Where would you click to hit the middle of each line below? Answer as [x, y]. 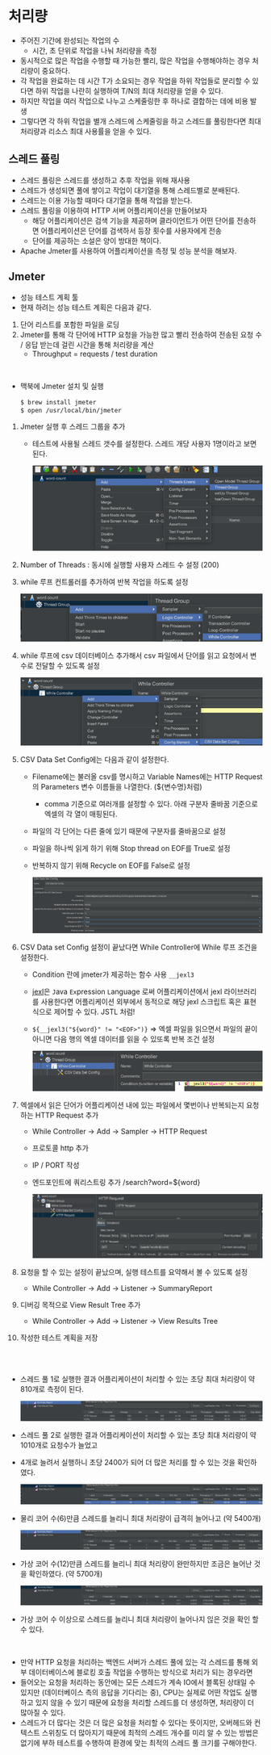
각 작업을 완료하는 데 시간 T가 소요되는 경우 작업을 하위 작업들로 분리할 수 [135, 81]
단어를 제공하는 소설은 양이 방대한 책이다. [97, 241]
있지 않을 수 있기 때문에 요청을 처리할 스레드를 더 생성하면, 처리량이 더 [145, 1702]
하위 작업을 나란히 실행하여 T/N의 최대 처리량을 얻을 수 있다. [129, 90]
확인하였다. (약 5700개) [66, 1573]
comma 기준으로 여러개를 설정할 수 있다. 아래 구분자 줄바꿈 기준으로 [151, 804]
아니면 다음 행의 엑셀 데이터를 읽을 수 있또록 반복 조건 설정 [123, 1039]
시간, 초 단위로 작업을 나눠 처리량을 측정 [94, 50]
